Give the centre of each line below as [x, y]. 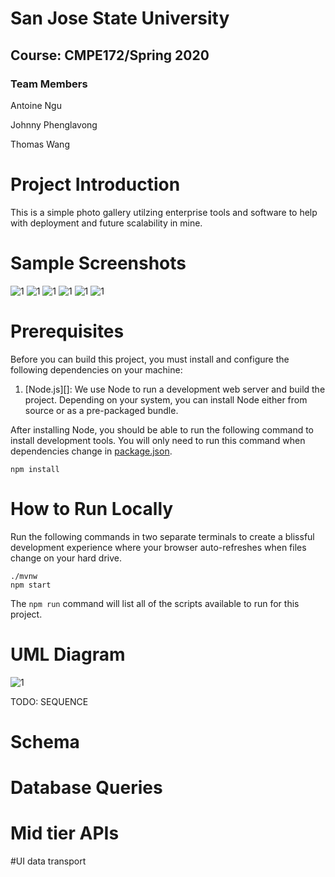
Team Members [49, 84]
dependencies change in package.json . [91, 451]
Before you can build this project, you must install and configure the [150, 359]
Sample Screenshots [98, 263]
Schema [45, 741]
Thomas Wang [40, 144]
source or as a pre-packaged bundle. [101, 410]
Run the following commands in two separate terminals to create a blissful [162, 536]
